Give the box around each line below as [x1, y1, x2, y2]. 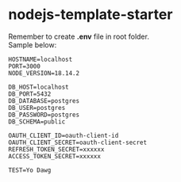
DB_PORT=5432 [8, 89, 52, 98]
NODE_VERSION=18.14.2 [8, 69, 80, 77]
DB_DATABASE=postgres [8, 97, 80, 104]
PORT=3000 [8, 62, 41, 70]
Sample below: [8, 40, 57, 49]
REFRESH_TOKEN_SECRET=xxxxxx [8, 145, 105, 154]
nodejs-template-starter [8, 6, 173, 24]
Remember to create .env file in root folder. [8, 32, 149, 41]
